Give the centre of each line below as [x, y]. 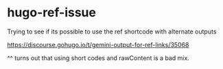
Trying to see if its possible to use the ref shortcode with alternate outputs [112, 31]
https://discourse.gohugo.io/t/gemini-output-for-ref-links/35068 [98, 44]
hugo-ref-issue [51, 13]
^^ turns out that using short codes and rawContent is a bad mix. [98, 58]
